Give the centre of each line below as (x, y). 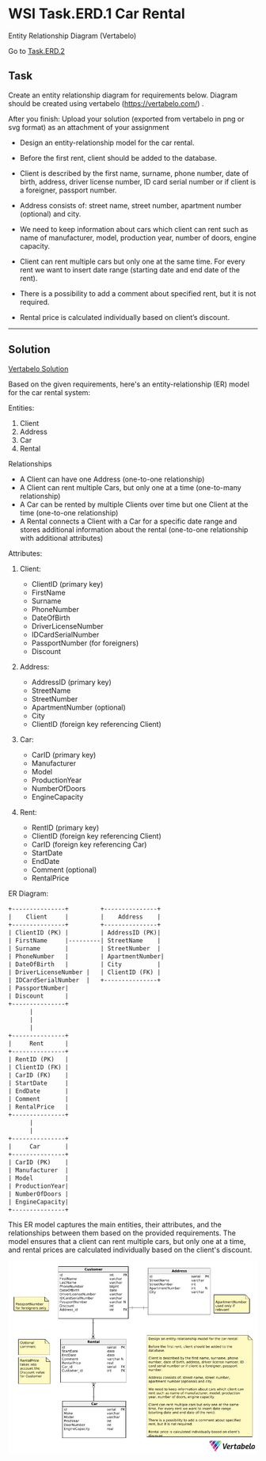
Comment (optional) (64, 869)
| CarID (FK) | (38, 1075)
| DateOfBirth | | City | (84, 964)
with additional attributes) (61, 538)
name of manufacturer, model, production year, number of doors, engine (138, 238)
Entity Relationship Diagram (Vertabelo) (72, 36)
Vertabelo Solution (38, 368)
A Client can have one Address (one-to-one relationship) (112, 479)
